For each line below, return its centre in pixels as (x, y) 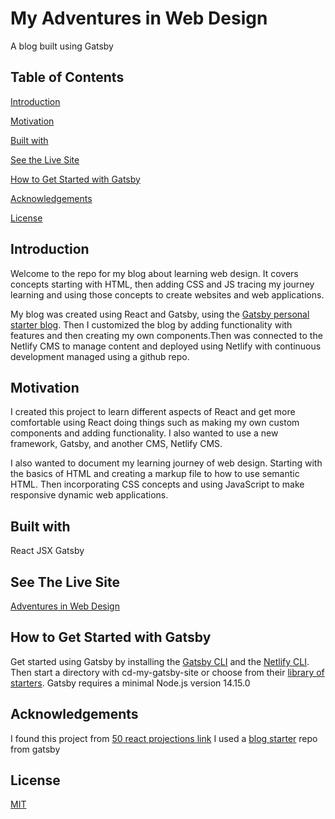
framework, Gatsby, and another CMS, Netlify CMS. (116, 444)
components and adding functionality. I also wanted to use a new (144, 433)
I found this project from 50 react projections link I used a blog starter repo (164, 738)
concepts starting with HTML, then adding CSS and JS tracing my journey (162, 284)
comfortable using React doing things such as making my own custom (155, 423)
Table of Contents (67, 77)
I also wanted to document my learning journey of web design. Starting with (166, 463)
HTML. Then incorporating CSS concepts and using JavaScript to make (157, 484)
